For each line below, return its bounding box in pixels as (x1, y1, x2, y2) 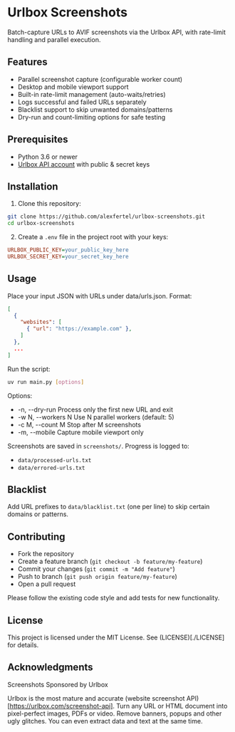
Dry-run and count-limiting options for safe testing (17, 113, 166, 121)
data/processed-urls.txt (17, 456, 92, 464)
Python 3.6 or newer (17, 152, 78, 161)
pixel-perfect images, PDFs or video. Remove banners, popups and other (7, 709, 222, 718)
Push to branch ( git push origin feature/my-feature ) (17, 572, 178, 581)
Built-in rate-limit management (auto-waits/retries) (17, 90, 166, 98)
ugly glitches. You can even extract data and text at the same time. (7, 716, 203, 725)
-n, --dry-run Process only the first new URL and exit (17, 405, 173, 414)
